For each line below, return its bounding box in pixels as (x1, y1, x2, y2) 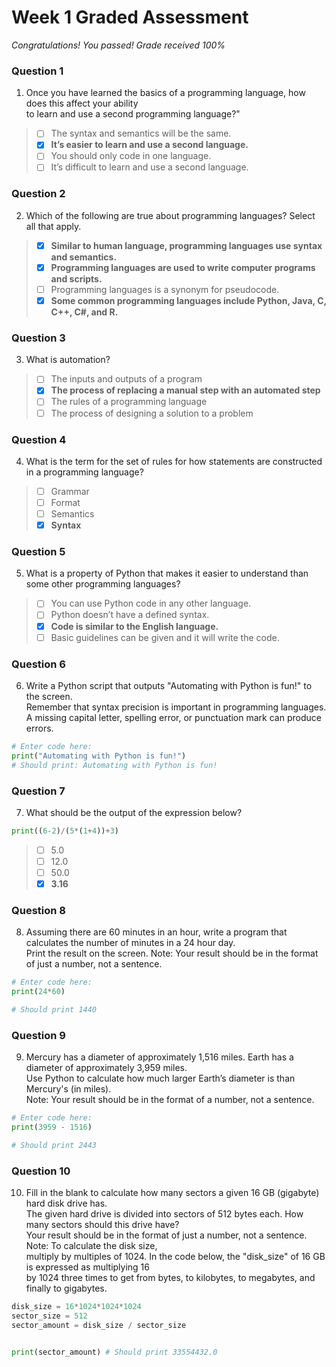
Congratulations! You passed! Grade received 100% (11, 39, 226, 51)
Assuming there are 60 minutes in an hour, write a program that (25, 926, 288, 938)
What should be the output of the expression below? (25, 806, 243, 818)
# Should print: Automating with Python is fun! (11, 760, 218, 770)
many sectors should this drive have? (25, 1219, 180, 1231)
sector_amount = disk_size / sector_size (11, 1320, 187, 1330)
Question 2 (11, 187, 66, 201)
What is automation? (25, 354, 111, 366)
